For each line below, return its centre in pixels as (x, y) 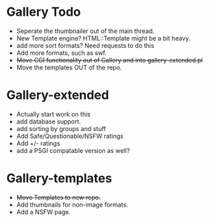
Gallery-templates (59, 178)
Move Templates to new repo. (58, 197)
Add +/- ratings (38, 143)
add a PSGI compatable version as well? (73, 150)
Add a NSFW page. (44, 212)
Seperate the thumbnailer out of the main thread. (85, 31)
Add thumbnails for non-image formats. (72, 204)
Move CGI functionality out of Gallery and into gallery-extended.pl (109, 60)
